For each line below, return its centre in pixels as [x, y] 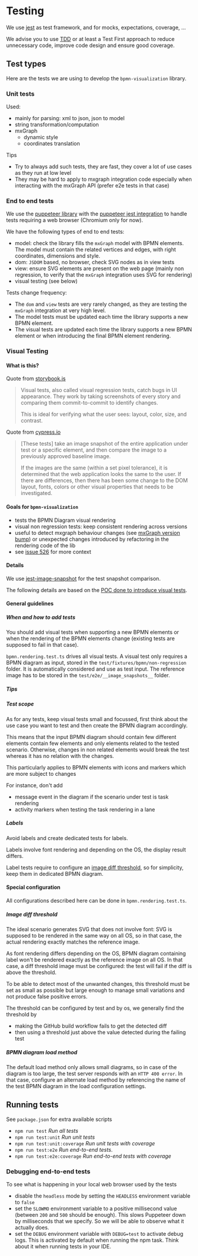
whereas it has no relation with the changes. [60, 756]
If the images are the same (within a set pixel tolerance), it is [94, 468]
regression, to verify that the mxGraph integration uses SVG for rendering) [103, 275]
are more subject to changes [41, 773]
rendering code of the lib [45, 545]
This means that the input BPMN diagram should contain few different [91, 737]
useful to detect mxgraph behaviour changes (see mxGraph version [97, 533]
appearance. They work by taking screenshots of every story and [100, 396]
